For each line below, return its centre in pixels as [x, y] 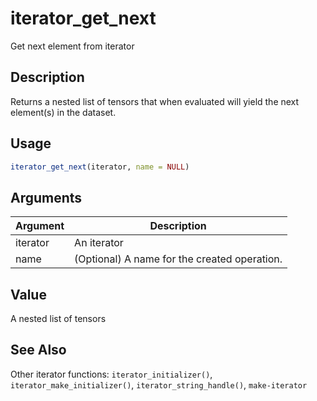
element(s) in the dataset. [63, 112]
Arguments [46, 197]
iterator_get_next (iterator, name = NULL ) [100, 167]
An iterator [99, 243]
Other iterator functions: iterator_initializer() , [111, 374]
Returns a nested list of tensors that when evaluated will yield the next [155, 101]
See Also [38, 350]
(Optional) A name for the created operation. [178, 259]
